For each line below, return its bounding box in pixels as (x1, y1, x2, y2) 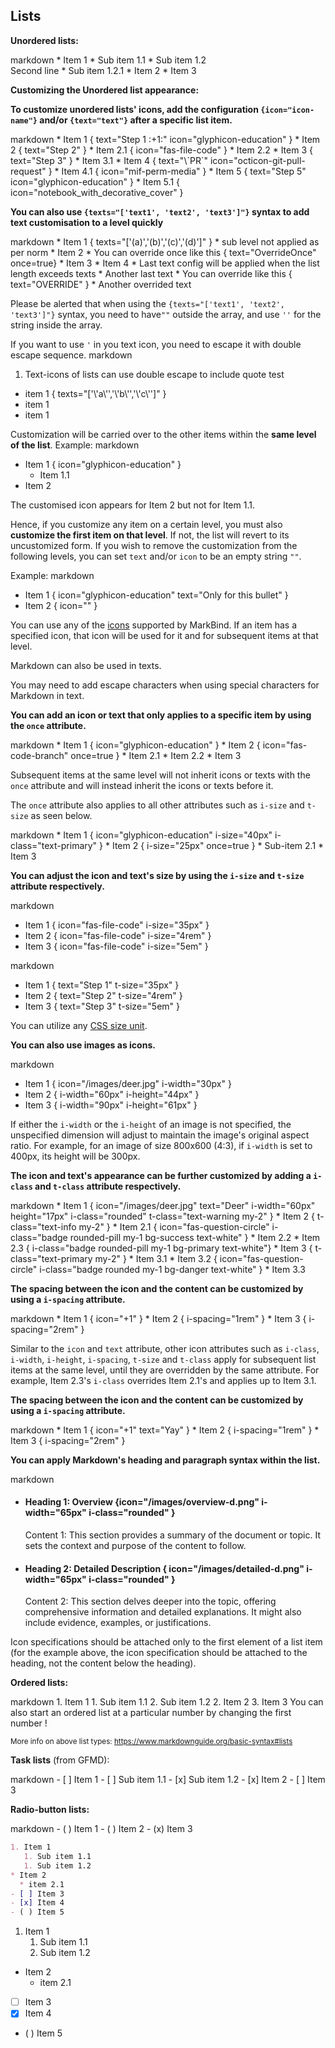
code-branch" (10, 749, 69, 761)
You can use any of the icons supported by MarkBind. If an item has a (10, 619, 298, 631)
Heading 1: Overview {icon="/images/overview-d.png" (24, 1496, 260, 1508)
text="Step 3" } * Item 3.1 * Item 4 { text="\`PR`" (10, 154, 208, 166)
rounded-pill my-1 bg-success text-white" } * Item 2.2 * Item (69, 1231, 321, 1243)
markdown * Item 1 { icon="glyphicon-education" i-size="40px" (10, 829, 273, 841)
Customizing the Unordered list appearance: (10, 84, 200, 96)
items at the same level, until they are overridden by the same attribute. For (10, 1364, 320, 1376)
